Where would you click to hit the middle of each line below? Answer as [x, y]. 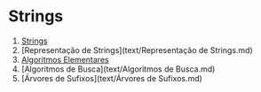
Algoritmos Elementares [65, 59]
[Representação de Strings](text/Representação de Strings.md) [137, 50]
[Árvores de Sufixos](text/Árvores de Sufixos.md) [112, 78]
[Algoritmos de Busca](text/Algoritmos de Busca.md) [118, 69]
